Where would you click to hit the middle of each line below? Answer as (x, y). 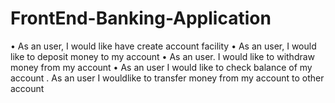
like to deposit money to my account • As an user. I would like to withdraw (163, 56)
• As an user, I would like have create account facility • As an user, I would (163, 46)
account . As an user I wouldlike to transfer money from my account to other (167, 78)
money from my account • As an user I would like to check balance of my (161, 67)
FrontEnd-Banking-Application (141, 18)
